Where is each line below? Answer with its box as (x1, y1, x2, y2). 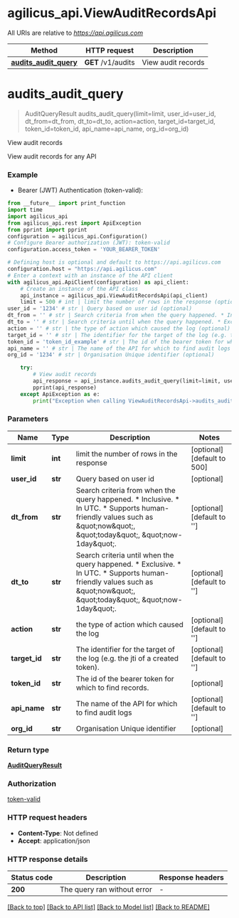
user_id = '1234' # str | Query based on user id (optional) (7, 305, 193, 312)
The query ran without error (59, 885, 153, 895)
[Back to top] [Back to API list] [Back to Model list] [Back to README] (7, 903, 210, 912)
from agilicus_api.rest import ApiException (7, 219, 142, 227)
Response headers (159, 872, 224, 882)
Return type (7, 744, 50, 754)
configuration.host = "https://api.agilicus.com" (7, 265, 158, 273)
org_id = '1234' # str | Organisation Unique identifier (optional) (7, 351, 215, 358)
